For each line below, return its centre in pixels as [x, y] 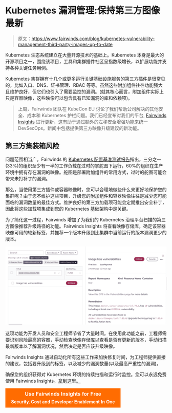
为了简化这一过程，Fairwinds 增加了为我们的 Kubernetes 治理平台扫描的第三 [86, 219]
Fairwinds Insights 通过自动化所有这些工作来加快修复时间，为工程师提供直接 [86, 357]
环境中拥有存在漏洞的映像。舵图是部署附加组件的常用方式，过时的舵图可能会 [86, 172]
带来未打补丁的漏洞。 [28, 178]
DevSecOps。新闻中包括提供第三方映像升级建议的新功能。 [80, 128]
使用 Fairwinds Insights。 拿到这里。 [43, 381]
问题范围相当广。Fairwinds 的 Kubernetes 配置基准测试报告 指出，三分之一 [83, 159]
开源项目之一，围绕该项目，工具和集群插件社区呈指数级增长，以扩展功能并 [84, 61]
